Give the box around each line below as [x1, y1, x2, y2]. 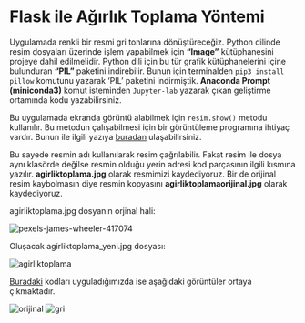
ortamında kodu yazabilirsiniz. [9, 94, 122, 106]
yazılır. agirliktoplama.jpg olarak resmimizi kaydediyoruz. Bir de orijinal [9, 168, 276, 179]
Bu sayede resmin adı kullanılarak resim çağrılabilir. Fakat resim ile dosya [9, 148, 282, 160]
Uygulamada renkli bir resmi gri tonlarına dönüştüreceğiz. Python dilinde [9, 36, 280, 47]
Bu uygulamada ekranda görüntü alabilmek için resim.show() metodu [9, 112, 268, 123]
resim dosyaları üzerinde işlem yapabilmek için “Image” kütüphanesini [9, 45, 275, 56]
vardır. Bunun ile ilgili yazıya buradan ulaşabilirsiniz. [9, 131, 202, 142]
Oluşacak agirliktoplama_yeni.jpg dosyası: [9, 240, 166, 251]
